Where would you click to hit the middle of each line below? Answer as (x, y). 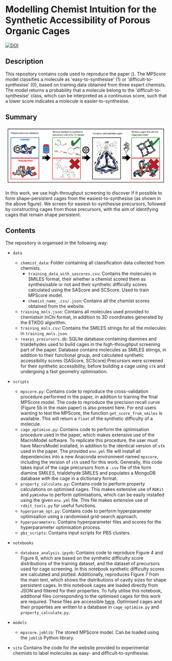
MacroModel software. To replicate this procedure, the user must (89, 440)
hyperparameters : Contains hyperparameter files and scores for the (91, 522)
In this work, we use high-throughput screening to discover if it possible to (84, 193)
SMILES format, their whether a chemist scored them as (87, 279)
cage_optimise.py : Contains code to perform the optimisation (85, 430)
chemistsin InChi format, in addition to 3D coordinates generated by (92, 317)
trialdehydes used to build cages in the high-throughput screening (90, 345)
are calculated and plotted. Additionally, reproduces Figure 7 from (90, 574)
